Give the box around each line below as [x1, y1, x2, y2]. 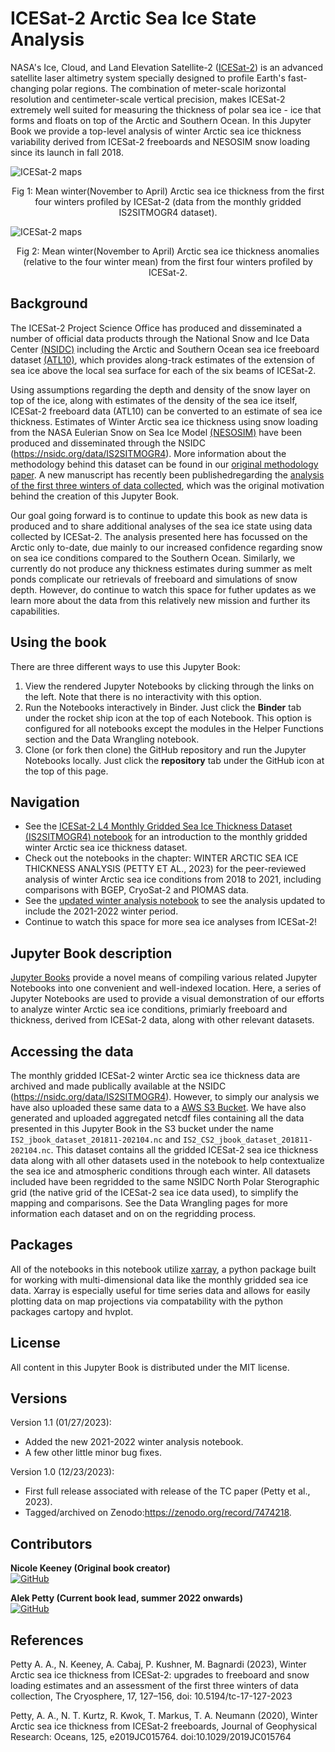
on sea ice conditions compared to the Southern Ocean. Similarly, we [10, 552, 296, 564]
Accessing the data [10, 1043, 134, 1060]
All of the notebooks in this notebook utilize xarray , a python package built [10, 1263, 317, 1275]
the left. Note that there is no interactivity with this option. [24, 690, 262, 702]
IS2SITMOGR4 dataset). [118, 206, 218, 218]
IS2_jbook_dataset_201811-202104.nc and [10, 1133, 182, 1145]
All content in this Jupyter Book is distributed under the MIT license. [10, 1361, 290, 1373]
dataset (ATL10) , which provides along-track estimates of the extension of [10, 353, 315, 366]
